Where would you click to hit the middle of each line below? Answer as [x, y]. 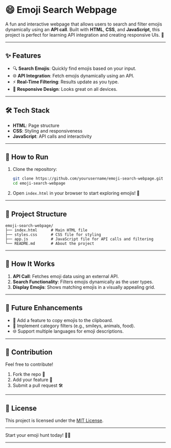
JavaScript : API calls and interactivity [52, 136]
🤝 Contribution [29, 352]
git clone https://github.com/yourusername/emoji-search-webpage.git [88, 179]
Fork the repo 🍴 [29, 375]
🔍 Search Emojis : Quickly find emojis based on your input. [74, 68]
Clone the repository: [35, 169]
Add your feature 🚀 [33, 380]
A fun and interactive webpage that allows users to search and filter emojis [84, 24]
